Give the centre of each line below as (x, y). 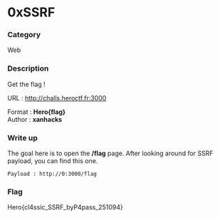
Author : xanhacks (35, 119)
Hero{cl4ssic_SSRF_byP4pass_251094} (65, 207)
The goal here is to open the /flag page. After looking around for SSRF (110, 153)
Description (28, 68)
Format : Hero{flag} (37, 112)
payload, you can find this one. (53, 161)
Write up (22, 137)
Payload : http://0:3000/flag (52, 174)
